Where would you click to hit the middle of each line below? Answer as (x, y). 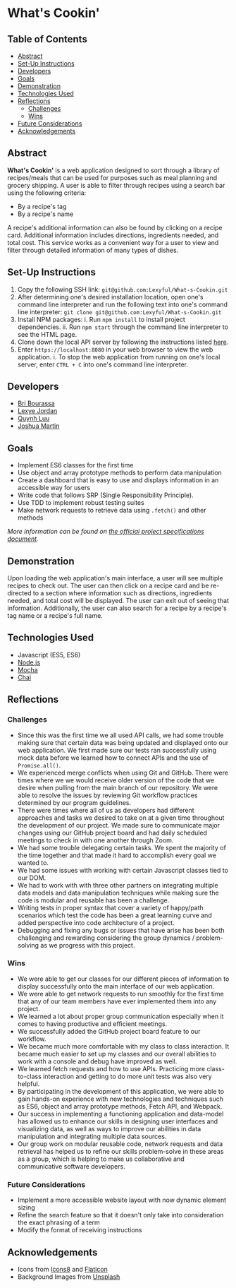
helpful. (29, 1084)
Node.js (29, 662)
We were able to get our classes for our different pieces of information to (123, 979)
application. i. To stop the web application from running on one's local (119, 357)
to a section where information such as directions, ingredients (123, 593)
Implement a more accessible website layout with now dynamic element (122, 1200)
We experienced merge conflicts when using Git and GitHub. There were (123, 773)
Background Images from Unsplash (69, 1277)
